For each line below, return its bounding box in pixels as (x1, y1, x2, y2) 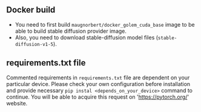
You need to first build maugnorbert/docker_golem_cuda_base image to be (15, 21, 195, 28)
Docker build (6, 5, 56, 15)
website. (6, 99, 28, 107)
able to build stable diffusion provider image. (15, 27, 127, 35)
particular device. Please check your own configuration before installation (6, 80, 191, 87)
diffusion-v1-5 (15, 41, 54, 47)
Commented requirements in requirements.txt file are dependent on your (6, 74, 190, 81)
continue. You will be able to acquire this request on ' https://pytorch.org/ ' (6, 93, 189, 100)
